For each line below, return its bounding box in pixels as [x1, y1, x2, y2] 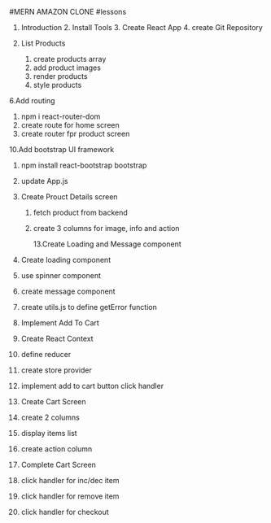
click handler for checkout [20, 508, 109, 516]
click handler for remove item [20, 491, 120, 501]
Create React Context [20, 333, 94, 343]
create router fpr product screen [20, 129, 130, 138]
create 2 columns [20, 412, 80, 422]
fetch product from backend [33, 207, 129, 217]
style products [33, 81, 82, 89]
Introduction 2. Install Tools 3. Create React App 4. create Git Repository [20, 23, 263, 32]
